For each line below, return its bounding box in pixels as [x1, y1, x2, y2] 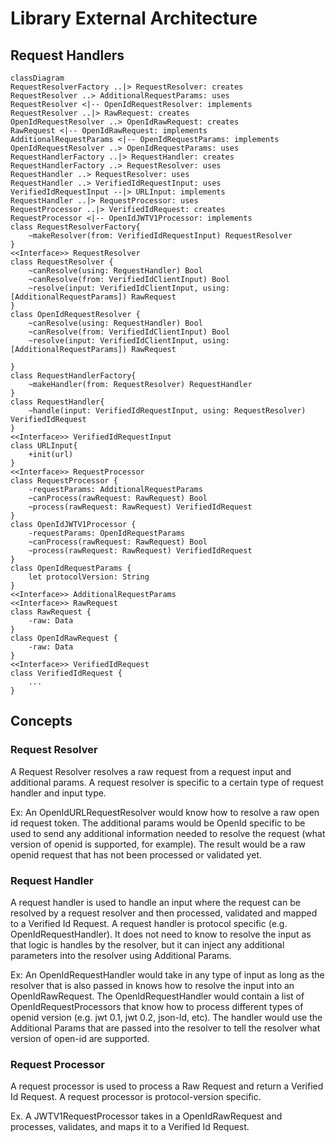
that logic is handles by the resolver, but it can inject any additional [10, 938, 285, 951]
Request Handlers [10, 47, 125, 64]
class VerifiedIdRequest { [10, 668, 123, 678]
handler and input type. [10, 787, 107, 799]
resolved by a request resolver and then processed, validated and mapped [10, 907, 318, 919]
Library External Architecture [10, 7, 258, 30]
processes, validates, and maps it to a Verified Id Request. [10, 1121, 250, 1133]
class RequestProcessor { [10, 476, 118, 486]
